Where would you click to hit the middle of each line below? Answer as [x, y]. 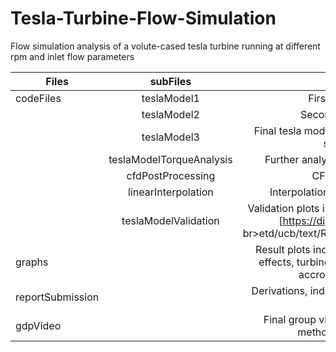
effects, [276, 262]
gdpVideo [38, 325]
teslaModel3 [170, 137]
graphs [32, 262]
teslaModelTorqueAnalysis [170, 159]
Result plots [283, 249]
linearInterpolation [171, 192]
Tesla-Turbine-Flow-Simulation [143, 18]
